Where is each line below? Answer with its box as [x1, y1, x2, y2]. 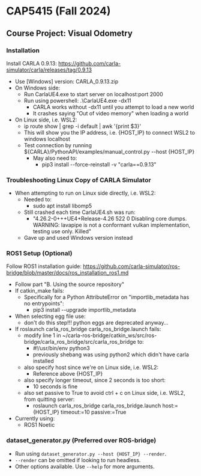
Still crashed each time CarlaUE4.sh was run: [23, 209, 136, 216]
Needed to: [23, 196, 52, 203]
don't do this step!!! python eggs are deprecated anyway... [23, 319, 169, 326]
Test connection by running [23, 141, 92, 148]
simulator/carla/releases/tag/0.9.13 [6, 66, 92, 73]
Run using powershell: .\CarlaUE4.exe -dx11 [23, 97, 132, 104]
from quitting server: [23, 395, 75, 403]
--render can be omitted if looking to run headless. [14, 456, 141, 463]
